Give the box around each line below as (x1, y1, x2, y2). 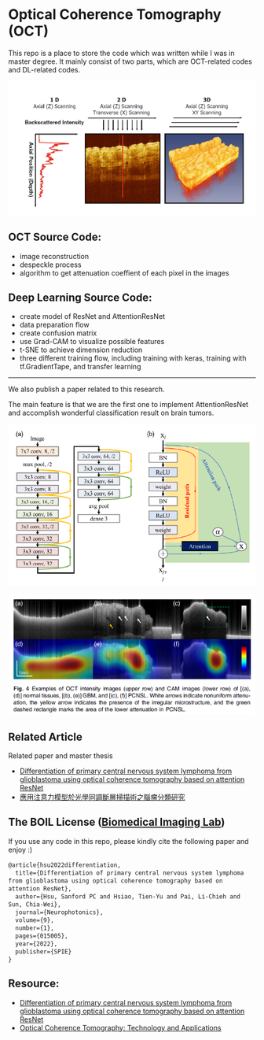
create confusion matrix (19, 328, 97, 338)
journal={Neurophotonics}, (15, 908, 104, 916)
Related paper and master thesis (8, 750, 114, 761)
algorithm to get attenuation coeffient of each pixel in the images (19, 268, 229, 277)
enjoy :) (8, 845, 33, 854)
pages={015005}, (15, 931, 68, 940)
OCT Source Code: (8, 231, 102, 244)
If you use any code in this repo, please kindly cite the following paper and (8, 836, 249, 846)
